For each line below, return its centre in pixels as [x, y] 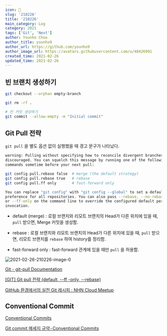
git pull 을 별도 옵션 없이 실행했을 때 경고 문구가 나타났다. [62, 146]
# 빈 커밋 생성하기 [22, 112]
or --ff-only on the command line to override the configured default [80, 201]
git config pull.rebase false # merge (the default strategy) [72, 174]
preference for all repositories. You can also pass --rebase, [72, 197]
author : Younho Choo [27, 38]
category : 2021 [21, 28]
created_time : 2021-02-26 [32, 56]
